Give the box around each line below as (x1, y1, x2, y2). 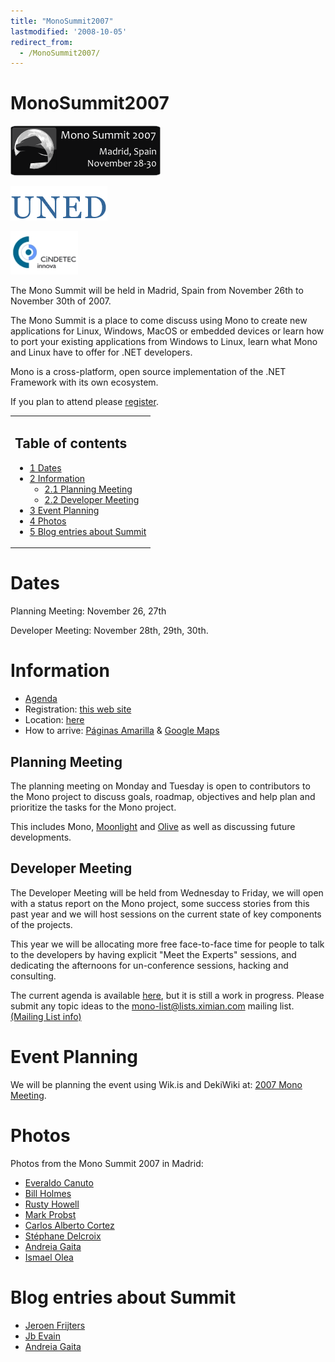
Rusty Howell (24, 1198, 80, 1210)
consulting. (10, 970, 57, 982)
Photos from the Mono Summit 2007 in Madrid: (10, 1157, 204, 1169)
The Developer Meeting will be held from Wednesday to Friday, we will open (10, 886, 324, 899)
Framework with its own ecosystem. (10, 376, 159, 389)
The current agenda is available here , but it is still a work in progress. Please (10, 989, 325, 1001)
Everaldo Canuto (24, 1176, 94, 1189)
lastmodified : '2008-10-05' (10, 26, 128, 37)
